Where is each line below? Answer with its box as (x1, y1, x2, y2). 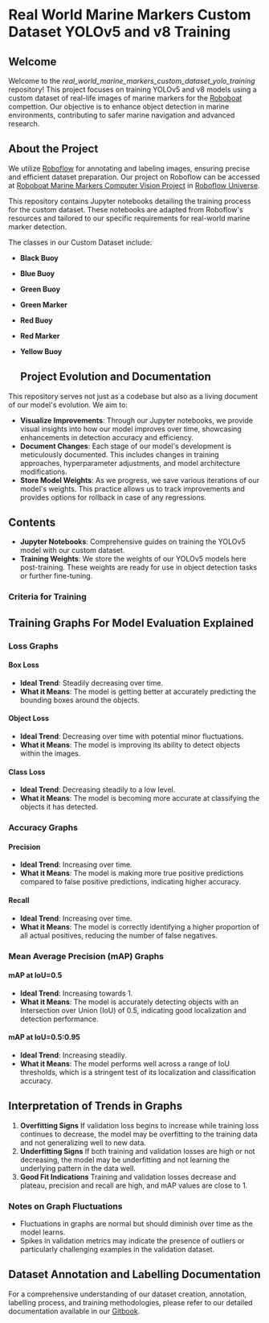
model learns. (19, 1227, 66, 1237)
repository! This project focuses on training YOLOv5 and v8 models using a (8, 84, 257, 94)
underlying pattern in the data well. (19, 1163, 137, 1173)
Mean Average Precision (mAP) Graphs (8, 950, 165, 962)
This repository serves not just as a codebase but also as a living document (8, 391, 259, 401)
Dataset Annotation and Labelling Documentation (8, 1267, 261, 1281)
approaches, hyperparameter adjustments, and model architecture (19, 458, 241, 468)
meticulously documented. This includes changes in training (19, 449, 219, 460)
